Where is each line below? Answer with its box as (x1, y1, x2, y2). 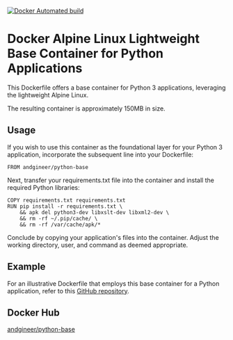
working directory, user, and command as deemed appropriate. (7, 241, 188, 249)
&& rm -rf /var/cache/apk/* (19, 221, 101, 228)
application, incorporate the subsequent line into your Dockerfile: (7, 150, 193, 159)
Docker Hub (7, 307, 61, 318)
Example (7, 261, 46, 273)
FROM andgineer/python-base (7, 163, 89, 170)
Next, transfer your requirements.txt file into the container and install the (7, 176, 214, 184)
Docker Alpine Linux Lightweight (7, 31, 200, 47)
